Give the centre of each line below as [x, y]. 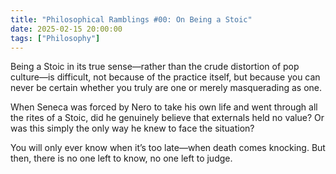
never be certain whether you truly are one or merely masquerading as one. [166, 88]
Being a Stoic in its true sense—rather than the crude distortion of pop [155, 67]
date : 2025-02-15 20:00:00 [66, 29]
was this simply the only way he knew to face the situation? [132, 128]
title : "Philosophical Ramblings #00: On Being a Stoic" [131, 19]
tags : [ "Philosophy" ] [55, 38]
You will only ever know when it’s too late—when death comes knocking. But [168, 148]
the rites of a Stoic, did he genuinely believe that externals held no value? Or [167, 118]
